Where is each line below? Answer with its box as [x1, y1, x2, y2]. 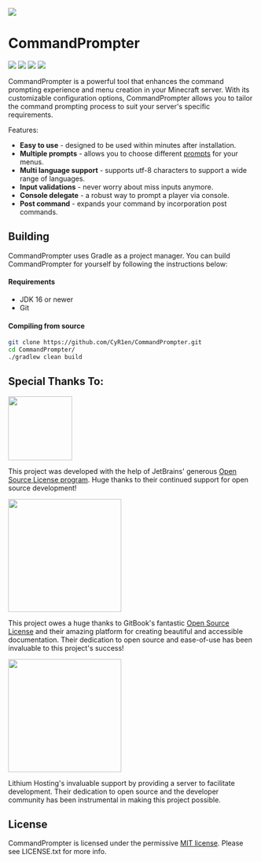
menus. [19, 157, 45, 167]
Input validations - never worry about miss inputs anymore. [19, 182, 214, 192]
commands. [19, 207, 58, 216]
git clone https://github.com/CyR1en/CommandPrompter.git [8, 339, 202, 347]
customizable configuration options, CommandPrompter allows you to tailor [8, 93, 253, 102]
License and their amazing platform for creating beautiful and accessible [8, 626, 244, 636]
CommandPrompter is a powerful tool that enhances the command [8, 76, 224, 86]
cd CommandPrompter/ [8, 346, 76, 354]
